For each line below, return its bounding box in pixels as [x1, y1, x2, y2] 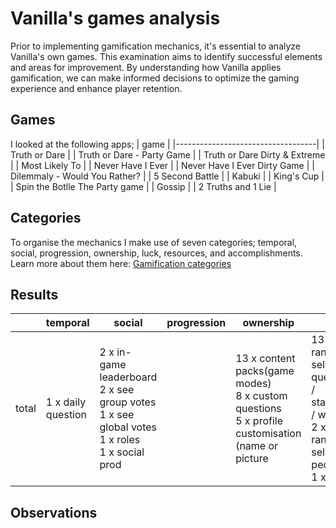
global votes [99, 420, 158, 434]
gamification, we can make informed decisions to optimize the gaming [10, 72, 300, 84]
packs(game [235, 364, 295, 378]
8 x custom [235, 389, 288, 403]
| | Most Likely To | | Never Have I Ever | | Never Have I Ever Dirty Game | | [10, 159, 315, 171]
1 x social [99, 445, 145, 459]
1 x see [99, 408, 135, 422]
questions [235, 402, 282, 416]
